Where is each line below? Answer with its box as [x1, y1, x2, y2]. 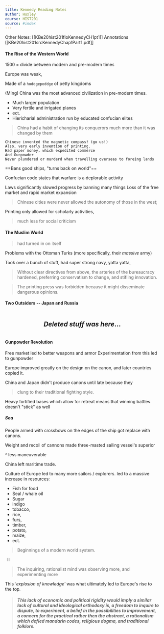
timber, [12, 522, 27, 528]
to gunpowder [5, 355, 33, 361]
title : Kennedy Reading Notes [5, 7, 67, 12]
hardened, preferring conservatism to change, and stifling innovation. [17, 274, 158, 280]
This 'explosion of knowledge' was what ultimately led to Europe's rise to [5, 580, 152, 587]
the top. [5, 586, 21, 592]
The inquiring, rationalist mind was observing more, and [17, 566, 130, 572]
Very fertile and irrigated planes [12, 105, 76, 111]
